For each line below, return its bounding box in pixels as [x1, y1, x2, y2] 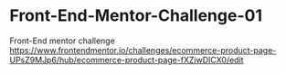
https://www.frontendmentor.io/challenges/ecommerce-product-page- [9, 44, 277, 55]
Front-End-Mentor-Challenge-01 [9, 5, 263, 26]
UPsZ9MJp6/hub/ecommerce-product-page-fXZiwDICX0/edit [9, 54, 244, 65]
